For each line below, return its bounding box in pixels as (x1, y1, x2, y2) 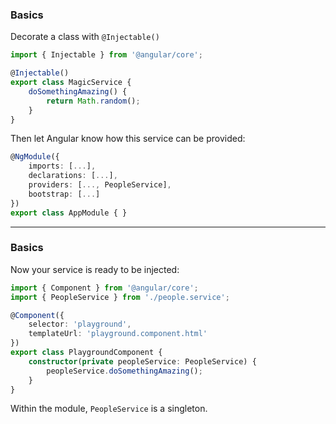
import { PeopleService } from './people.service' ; (10, 292, 230, 302)
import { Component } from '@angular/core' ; (10, 283, 199, 293)
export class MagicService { (10, 78, 132, 88)
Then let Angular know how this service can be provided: (10, 133, 246, 145)
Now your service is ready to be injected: (10, 263, 180, 275)
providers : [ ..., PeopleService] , (28, 180, 172, 190)
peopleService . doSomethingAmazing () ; (46, 366, 203, 376)
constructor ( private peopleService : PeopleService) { (28, 356, 257, 367)
